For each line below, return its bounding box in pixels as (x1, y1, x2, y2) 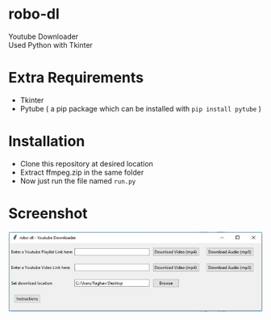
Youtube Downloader (8, 32, 79, 41)
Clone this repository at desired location (19, 158, 153, 168)
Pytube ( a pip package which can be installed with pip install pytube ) (19, 103, 262, 113)
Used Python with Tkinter (8, 40, 93, 49)
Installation (8, 133, 85, 150)
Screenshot (8, 204, 88, 222)
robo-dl (8, 5, 60, 23)
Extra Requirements (8, 69, 144, 87)
